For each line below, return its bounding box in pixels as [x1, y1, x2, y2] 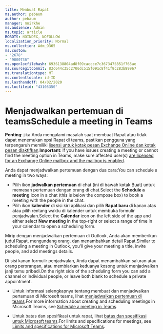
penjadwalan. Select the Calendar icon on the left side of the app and [12, 213, 151, 219]
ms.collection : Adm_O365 [5, 43, 56, 48]
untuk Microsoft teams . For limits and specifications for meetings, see [12, 318, 151, 324]
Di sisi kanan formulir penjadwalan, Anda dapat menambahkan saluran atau [5, 258, 157, 264]
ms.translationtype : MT [5, 71, 54, 76]
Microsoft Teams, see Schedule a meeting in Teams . [12, 304, 118, 310]
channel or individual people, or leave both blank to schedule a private [5, 273, 146, 279]
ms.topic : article [5, 30, 42, 35]
